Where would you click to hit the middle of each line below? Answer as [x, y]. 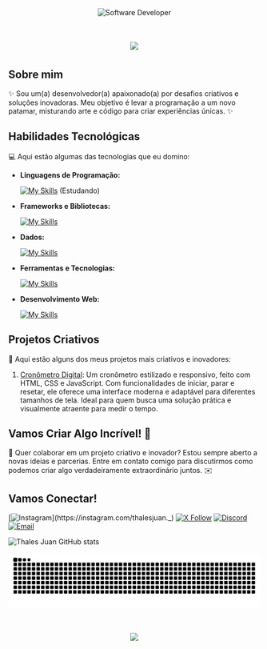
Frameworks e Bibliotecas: [65, 206]
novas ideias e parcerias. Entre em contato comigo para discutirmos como [131, 461]
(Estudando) [80, 190]
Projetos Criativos [54, 340]
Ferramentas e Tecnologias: [68, 268]
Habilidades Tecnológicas [74, 136]
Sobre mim [36, 74]
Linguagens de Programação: [70, 174]
